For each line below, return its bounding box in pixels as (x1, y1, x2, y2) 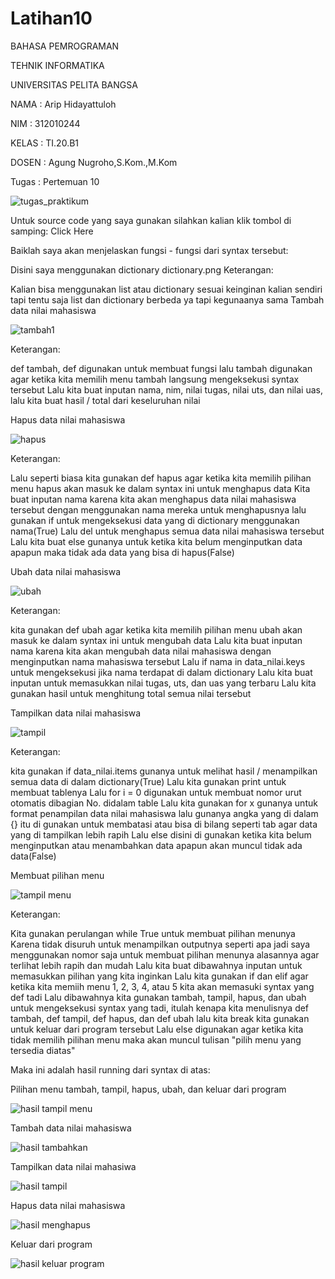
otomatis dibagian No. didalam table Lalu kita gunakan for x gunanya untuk (10, 797, 318, 809)
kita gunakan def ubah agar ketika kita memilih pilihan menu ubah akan (10, 623, 303, 636)
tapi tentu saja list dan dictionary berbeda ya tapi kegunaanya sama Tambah (10, 293, 325, 306)
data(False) (10, 850, 57, 862)
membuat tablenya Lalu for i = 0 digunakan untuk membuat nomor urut (10, 786, 302, 798)
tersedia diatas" (10, 1044, 76, 1056)
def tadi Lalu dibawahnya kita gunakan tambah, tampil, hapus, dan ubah (10, 991, 307, 1003)
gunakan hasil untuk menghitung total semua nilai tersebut (10, 687, 252, 699)
